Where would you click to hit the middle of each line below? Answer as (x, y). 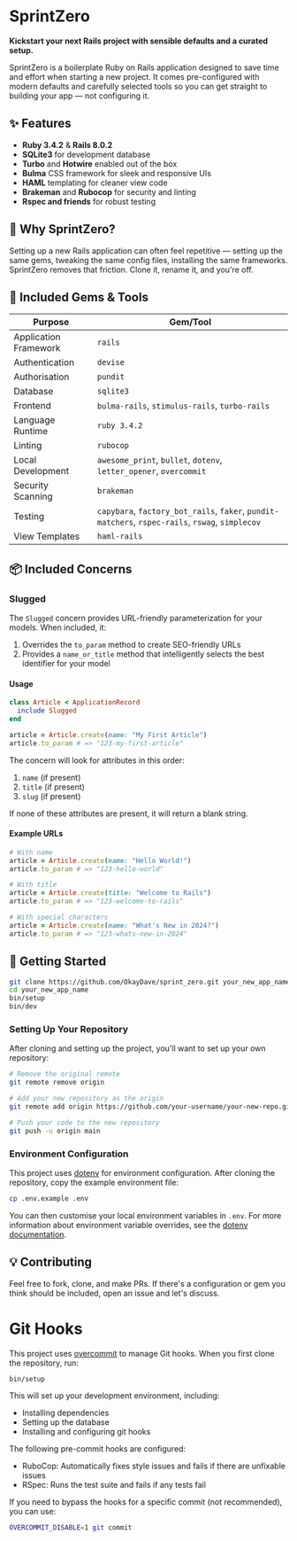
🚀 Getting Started (58, 962)
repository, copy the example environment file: (94, 1182)
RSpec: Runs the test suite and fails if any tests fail (114, 1485)
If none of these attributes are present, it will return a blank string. (129, 813)
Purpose (51, 323)
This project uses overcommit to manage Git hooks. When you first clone (142, 1353)
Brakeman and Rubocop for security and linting (109, 191)
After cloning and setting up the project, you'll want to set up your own (138, 1048)
